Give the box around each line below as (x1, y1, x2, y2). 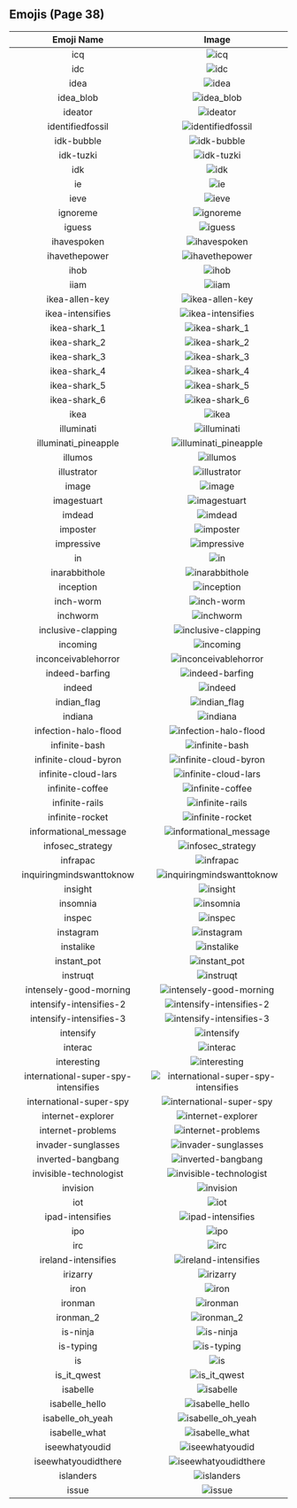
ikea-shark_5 (49, 379, 106, 391)
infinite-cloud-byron (34, 753, 122, 765)
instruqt (61, 969, 95, 981)
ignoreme (57, 206, 98, 219)
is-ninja (61, 1326, 95, 1338)
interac (63, 1040, 93, 1053)
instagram (57, 925, 99, 938)
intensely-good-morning (25, 983, 131, 995)
